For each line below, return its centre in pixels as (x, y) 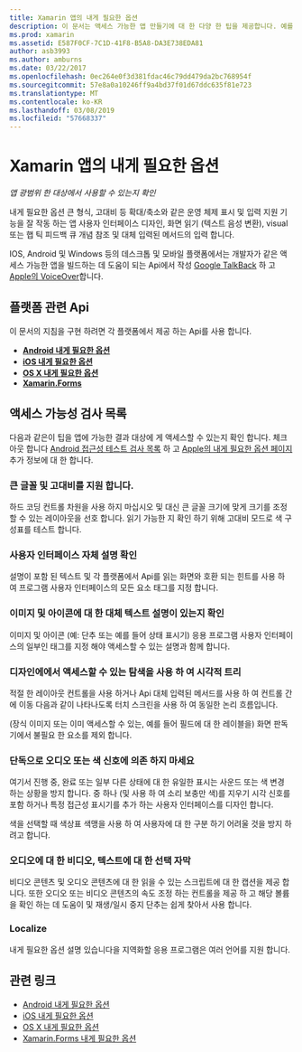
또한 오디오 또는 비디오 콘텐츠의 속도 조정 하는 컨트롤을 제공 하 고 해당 (151, 893)
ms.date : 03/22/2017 (48, 69)
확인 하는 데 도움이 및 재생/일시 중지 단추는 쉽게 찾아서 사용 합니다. (135, 905)
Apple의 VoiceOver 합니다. (56, 277)
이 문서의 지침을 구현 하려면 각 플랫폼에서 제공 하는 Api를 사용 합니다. (131, 331)
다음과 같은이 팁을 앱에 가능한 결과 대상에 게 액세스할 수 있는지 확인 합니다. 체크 (149, 437)
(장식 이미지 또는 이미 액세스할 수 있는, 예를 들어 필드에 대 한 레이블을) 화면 (141, 723)
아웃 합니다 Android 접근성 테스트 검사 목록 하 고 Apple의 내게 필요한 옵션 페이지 (151, 448)
